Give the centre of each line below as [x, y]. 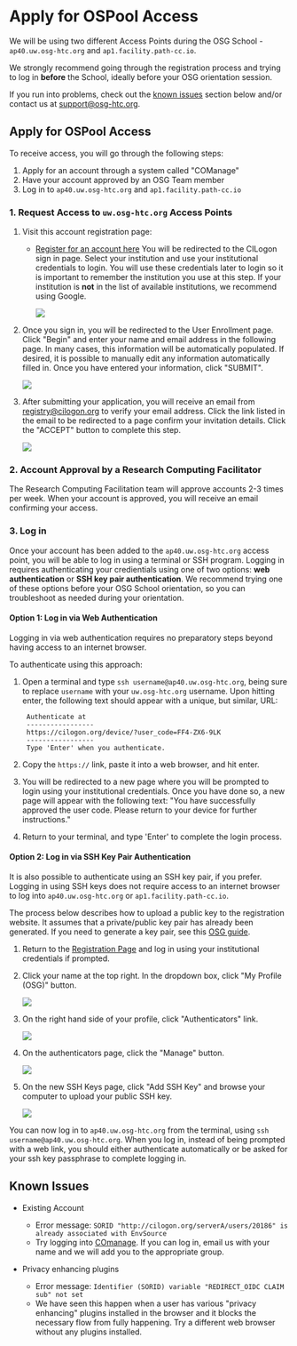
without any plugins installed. [89, 1332]
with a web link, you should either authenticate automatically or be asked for [148, 1150]
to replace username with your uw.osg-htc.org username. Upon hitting [148, 691]
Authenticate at [56, 717]
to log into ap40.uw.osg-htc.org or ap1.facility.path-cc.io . [119, 896]
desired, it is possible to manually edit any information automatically [146, 358]
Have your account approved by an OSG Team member [123, 180]
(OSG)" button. [49, 985]
